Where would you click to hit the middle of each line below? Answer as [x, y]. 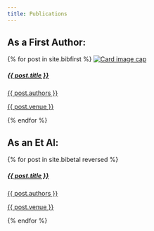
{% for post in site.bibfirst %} [50, 59]
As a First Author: [47, 43]
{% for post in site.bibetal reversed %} [63, 160]
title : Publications [38, 14]
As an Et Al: [33, 143]
